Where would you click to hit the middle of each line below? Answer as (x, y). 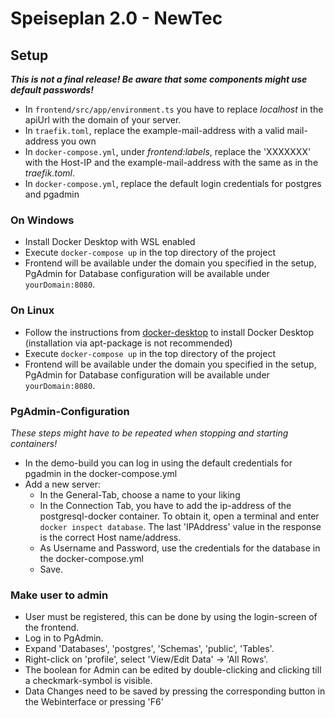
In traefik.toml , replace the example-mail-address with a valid (154, 130)
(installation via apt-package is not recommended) (128, 343)
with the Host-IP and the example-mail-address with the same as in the (171, 162)
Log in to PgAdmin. (64, 638)
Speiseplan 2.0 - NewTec (116, 18)
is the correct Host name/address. (110, 537)
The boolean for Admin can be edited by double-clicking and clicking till (173, 670)
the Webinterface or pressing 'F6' (94, 702)
